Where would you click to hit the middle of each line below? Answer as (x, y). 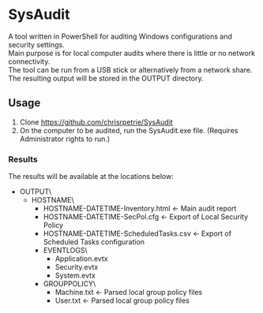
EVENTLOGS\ (66, 251)
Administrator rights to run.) (65, 139)
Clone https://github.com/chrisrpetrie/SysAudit (96, 122)
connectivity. (29, 61)
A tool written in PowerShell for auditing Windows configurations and (120, 36)
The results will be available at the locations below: (91, 177)
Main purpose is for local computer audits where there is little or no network (131, 53)
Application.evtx (81, 259)
